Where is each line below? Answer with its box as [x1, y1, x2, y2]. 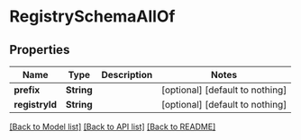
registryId [14, 99, 57, 110]
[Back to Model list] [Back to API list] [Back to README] [9, 121, 216, 132]
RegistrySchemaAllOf [9, 6, 176, 27]
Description [101, 69, 153, 81]
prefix [14, 83, 41, 96]
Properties [9, 42, 70, 57]
